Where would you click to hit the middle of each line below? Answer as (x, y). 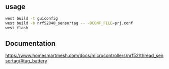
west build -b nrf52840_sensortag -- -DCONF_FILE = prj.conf (69, 23)
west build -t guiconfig (32, 18)
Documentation (31, 43)
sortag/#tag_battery (26, 61)
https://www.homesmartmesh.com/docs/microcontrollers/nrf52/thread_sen (84, 55)
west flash (17, 28)
